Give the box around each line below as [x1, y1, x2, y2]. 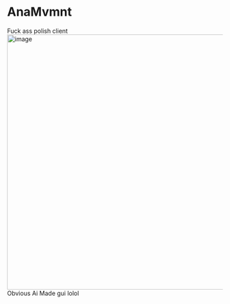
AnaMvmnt [7, 4, 72, 20]
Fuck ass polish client [7, 27, 68, 35]
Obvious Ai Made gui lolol [7, 289, 79, 297]
